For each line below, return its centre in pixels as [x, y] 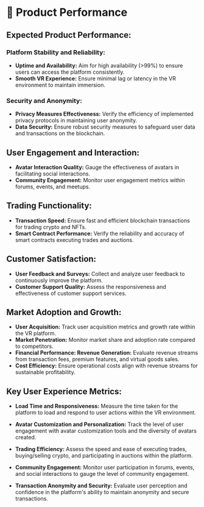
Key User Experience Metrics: [64, 392]
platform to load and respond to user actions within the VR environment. [105, 413]
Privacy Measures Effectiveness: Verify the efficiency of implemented [104, 114]
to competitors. [34, 346]
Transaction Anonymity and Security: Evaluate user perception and [101, 486]
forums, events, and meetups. [52, 186]
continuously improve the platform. [59, 280]
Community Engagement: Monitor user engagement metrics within [100, 180]
